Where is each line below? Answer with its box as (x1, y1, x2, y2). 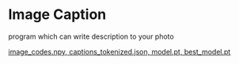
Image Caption (8, 6, 107, 24)
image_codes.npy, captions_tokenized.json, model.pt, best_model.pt (8, 47, 231, 56)
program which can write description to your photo (8, 32, 174, 41)
